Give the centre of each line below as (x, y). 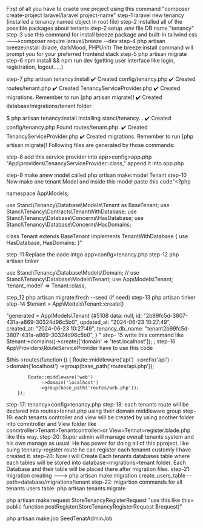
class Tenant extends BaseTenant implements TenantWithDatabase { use (97, 236)
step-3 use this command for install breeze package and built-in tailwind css (102, 35)
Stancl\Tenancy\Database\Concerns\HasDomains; (69, 225)
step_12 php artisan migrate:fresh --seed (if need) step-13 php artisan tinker (101, 297)
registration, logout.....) (35, 67)
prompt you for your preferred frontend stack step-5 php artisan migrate (97, 54)
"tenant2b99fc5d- (167, 328)
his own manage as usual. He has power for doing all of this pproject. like (98, 443)
